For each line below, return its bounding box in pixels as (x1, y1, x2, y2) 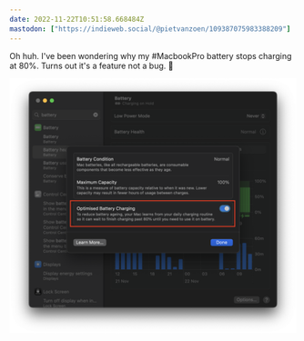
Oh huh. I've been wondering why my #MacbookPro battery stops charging (9, 50, 292, 61)
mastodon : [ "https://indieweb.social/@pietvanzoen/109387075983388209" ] (9, 24, 291, 34)
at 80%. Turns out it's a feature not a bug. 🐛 (9, 60, 174, 71)
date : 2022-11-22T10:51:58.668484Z (9, 15, 145, 24)
